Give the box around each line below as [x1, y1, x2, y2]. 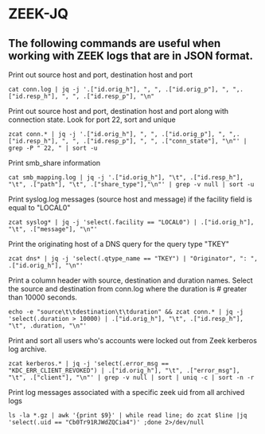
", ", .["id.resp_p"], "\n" [61, 92, 155, 100]
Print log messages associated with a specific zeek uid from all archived [8, 388, 245, 397]
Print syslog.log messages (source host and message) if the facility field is [8, 194, 252, 204]
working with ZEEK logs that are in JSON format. [8, 49, 253, 62]
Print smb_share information [8, 158, 101, 167]
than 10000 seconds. [8, 292, 78, 302]
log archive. [8, 344, 47, 354]
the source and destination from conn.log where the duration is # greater [8, 284, 247, 293]
